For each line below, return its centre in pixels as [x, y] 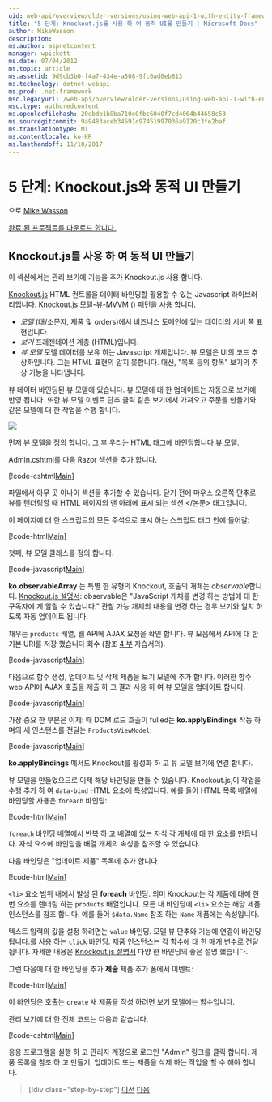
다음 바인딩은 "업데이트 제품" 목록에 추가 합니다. [84, 861]
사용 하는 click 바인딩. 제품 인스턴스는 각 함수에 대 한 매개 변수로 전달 [149, 941]
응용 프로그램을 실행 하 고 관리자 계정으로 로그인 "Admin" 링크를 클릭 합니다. [129, 1052]
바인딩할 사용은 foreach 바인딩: [58, 801]
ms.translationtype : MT [49, 129]
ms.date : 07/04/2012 [43, 62]
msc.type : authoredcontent [54, 106]
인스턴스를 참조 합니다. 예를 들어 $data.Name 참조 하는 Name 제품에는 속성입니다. [134, 915]
